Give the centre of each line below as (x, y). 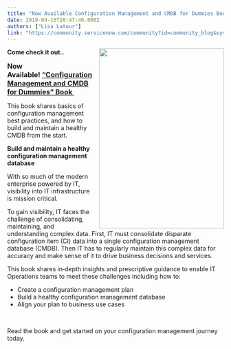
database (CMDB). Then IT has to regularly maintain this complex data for (111, 248)
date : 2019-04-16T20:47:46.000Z (53, 20)
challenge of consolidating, (46, 219)
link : (15, 33)
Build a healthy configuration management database (91, 297)
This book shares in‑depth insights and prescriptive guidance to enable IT (111, 269)
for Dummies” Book (40, 92)
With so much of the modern (48, 177)
